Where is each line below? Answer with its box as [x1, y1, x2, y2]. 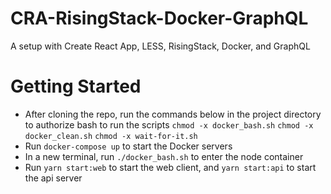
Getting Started [10, 75, 142, 98]
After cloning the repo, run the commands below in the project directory [24, 108, 322, 120]
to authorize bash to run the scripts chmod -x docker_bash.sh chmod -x [24, 118, 314, 131]
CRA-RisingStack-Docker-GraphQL [10, 7, 309, 30]
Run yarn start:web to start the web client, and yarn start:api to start [24, 161, 317, 173]
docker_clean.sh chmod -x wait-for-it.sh [24, 131, 198, 141]
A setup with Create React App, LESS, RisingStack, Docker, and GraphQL [10, 40, 311, 52]
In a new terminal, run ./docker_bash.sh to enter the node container [24, 150, 304, 162]
